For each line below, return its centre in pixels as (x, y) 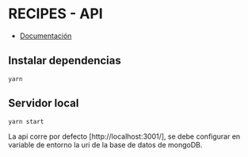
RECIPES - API (55, 14)
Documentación (46, 36)
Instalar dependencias (65, 61)
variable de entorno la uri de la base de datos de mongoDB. (105, 144)
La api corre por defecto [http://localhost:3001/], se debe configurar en (124, 136)
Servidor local (44, 103)
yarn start (26, 121)
